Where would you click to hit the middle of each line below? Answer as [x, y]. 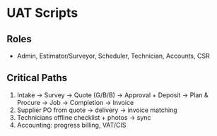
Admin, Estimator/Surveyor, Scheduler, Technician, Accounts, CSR [113, 56]
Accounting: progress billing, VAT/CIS [71, 125]
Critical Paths [37, 78]
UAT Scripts [42, 13]
